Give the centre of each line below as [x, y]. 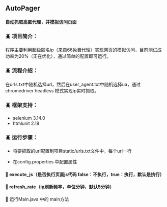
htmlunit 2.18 [26, 123]
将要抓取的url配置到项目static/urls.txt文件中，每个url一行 [72, 151]
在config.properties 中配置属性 [45, 162]
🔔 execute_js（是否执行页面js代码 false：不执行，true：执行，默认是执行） [85, 174]
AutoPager [23, 8]
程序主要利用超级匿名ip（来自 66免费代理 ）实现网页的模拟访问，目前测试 [81, 50]
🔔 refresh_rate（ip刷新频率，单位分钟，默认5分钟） [60, 187]
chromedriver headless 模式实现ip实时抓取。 [52, 90]
